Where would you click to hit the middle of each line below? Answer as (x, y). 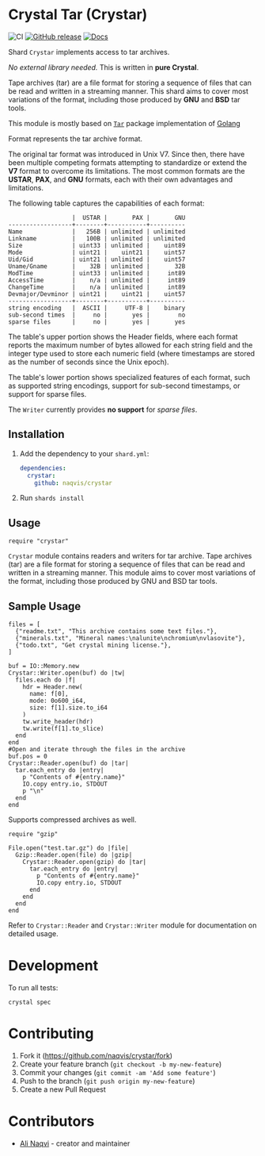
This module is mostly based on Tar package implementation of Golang (125, 123)
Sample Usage (45, 606)
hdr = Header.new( (53, 687)
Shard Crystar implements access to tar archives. (89, 52)
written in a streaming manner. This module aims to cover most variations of (132, 573)
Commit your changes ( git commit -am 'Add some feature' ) (117, 1072)
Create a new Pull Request (63, 1089)
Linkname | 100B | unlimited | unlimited (97, 238)
